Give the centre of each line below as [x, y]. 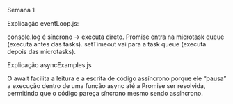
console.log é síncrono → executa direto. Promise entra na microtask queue [116, 37]
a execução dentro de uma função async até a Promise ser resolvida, [106, 86]
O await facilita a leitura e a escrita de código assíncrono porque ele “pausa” [117, 78]
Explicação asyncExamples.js [49, 65]
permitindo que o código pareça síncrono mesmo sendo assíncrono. [105, 93]
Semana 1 [21, 10]
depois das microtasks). [42, 52]
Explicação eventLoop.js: [43, 23]
